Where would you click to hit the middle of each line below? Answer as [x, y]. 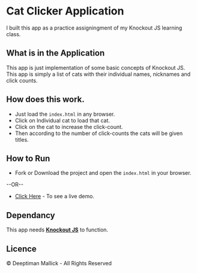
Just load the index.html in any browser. [65, 114]
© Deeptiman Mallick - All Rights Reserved [59, 263]
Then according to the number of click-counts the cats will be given [99, 133]
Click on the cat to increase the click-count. [69, 127]
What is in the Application [56, 53]
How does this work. [46, 100]
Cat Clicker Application [65, 11]
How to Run [28, 158]
